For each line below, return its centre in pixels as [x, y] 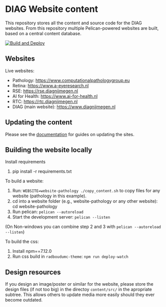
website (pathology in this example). [49, 196]
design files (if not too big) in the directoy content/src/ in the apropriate [79, 290]
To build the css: [22, 241]
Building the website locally [49, 150]
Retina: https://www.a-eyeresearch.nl [51, 85]
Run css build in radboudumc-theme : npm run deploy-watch [70, 256]
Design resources [33, 272]
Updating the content [39, 122]
